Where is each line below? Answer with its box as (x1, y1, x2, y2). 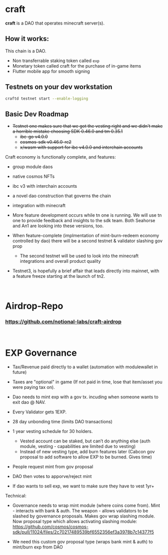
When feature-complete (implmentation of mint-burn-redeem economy (12, 233, 159, 239)
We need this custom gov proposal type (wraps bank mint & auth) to (12, 538, 153, 544)
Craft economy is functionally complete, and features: (5, 154, 116, 160)
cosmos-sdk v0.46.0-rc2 (19, 139, 71, 145)
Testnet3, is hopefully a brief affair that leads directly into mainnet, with (12, 268, 159, 274)
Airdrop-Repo (5, 300, 63, 312)
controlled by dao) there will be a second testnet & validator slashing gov (12, 238, 163, 244)
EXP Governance (5, 347, 77, 358)
